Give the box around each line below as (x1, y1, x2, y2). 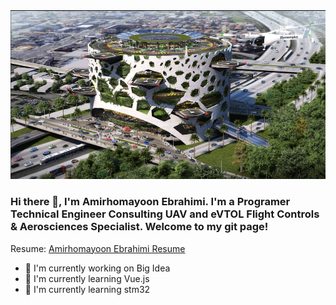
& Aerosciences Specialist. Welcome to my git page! (10, 220, 269, 234)
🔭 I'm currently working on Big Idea (24, 262, 171, 274)
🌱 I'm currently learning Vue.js (24, 272, 150, 284)
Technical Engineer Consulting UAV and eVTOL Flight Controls (10, 207, 320, 221)
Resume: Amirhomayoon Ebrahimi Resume (10, 242, 186, 254)
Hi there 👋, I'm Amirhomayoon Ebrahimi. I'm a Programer (10, 195, 291, 209)
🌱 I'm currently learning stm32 (24, 283, 151, 295)
